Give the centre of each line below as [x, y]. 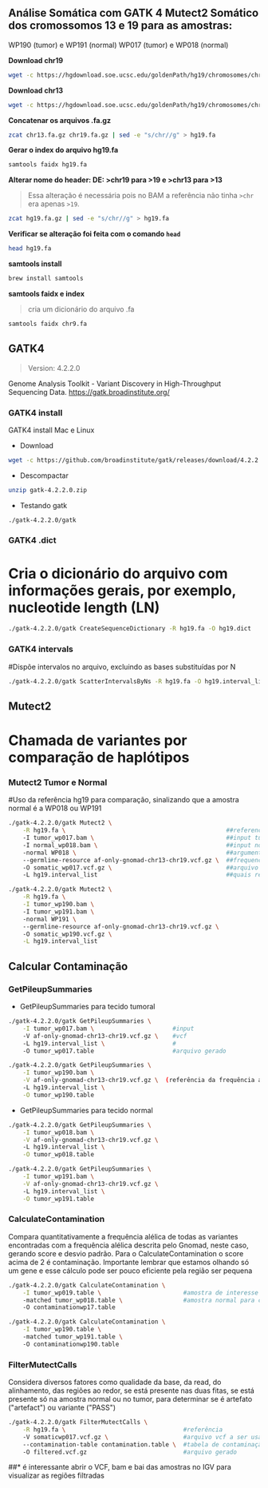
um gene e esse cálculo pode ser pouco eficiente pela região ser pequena [130, 1271]
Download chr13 [36, 90]
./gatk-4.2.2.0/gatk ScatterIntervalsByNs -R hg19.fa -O [105, 681]
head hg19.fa [30, 249]
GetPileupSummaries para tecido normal [86, 1110]
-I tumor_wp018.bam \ [58, 1132]
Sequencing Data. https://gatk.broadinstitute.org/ [89, 392]
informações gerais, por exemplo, [122, 590]
